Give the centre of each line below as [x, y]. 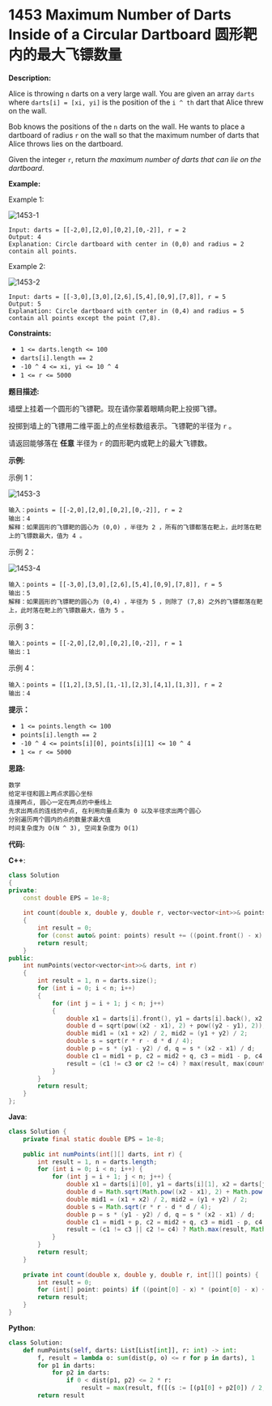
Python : [22, 1327]
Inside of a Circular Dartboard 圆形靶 [133, 35]
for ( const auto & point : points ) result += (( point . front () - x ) [150, 935]
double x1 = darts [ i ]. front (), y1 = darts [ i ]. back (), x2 [164, 1019]
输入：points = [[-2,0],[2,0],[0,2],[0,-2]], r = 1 [96, 643]
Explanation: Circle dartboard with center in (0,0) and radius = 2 [126, 244]
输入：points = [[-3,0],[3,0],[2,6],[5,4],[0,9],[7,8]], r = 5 [115, 584]
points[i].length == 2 [58, 735]
